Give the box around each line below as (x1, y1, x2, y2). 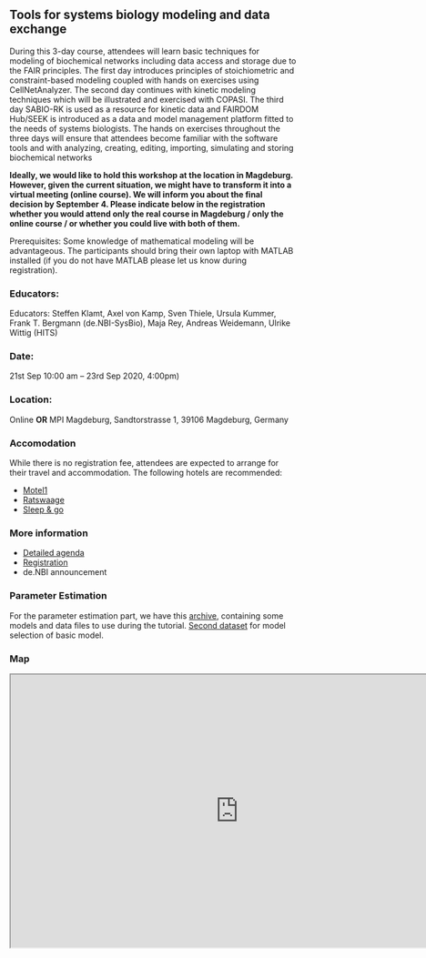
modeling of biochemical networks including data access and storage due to (9, 55, 297, 66)
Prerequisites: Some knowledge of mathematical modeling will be (9, 236, 255, 247)
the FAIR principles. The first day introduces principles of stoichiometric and (9, 65, 295, 76)
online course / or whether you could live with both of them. (9, 217, 240, 228)
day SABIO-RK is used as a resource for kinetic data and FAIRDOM (9, 104, 259, 115)
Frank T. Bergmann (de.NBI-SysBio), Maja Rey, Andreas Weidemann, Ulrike (9, 318, 291, 328)
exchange (9, 22, 67, 37)
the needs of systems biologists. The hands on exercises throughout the (9, 123, 280, 134)
